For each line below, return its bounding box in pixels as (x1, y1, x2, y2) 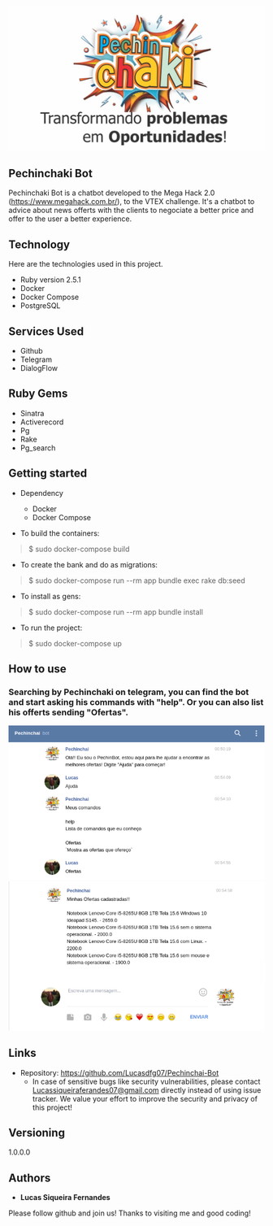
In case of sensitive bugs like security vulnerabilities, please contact (32, 1076, 261, 1086)
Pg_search (19, 442, 56, 453)
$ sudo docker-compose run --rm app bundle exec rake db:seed (28, 576, 245, 585)
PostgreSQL (19, 301, 61, 311)
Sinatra (19, 408, 45, 418)
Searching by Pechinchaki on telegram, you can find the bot (8, 686, 249, 698)
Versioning (8, 1125, 65, 1140)
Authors (8, 1171, 51, 1185)
